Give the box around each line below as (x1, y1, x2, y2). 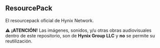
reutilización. (5, 38, 32, 44)
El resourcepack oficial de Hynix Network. (5, 17, 94, 23)
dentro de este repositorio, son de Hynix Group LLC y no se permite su (5, 32, 155, 38)
